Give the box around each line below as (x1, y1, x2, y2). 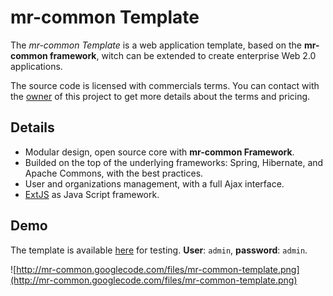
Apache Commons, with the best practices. (24, 167, 204, 179)
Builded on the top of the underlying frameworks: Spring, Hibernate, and (24, 156, 324, 168)
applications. (10, 60, 63, 72)
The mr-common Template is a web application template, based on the (10, 39, 302, 51)
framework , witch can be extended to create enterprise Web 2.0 (49, 49, 317, 61)
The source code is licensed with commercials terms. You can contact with (10, 79, 320, 91)
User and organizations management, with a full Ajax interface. (24, 177, 285, 190)
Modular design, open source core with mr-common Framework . (24, 146, 295, 158)
